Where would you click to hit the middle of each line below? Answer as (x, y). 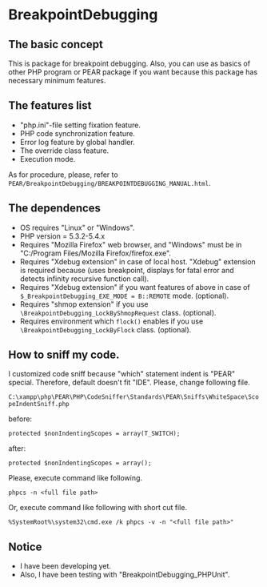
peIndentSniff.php (39, 404)
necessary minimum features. (57, 80)
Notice (25, 547)
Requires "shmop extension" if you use (84, 304)
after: (17, 448)
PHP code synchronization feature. (78, 133)
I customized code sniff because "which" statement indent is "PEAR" (122, 374)
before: (20, 419)
